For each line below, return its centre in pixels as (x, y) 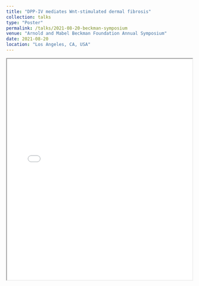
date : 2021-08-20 (27, 39)
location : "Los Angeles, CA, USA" (49, 45)
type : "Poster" (25, 22)
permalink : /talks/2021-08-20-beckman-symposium (67, 28)
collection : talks (29, 17)
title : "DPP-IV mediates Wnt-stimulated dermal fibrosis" (79, 11)
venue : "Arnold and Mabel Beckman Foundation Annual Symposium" (87, 34)
